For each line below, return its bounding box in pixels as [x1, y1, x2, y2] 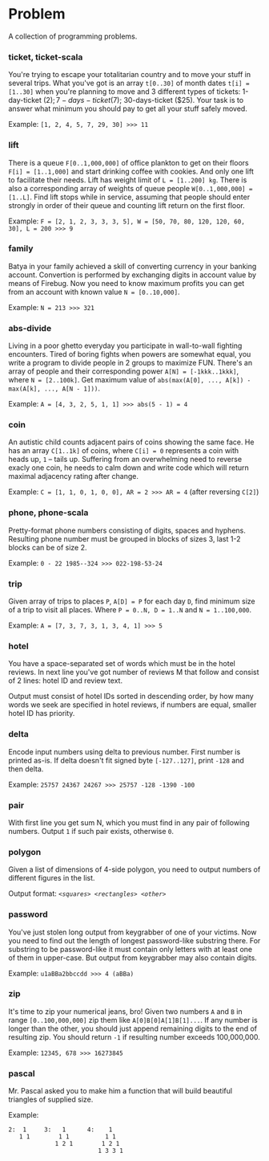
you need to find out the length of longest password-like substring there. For [8, 935, 261, 945]
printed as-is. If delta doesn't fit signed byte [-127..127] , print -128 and [8, 755, 244, 765]
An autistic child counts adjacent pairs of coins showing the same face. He [8, 437, 255, 447]
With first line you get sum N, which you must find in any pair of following [8, 817, 250, 828]
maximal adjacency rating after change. [8, 472, 139, 481]
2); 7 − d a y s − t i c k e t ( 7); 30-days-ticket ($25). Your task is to [46, 96, 244, 105]
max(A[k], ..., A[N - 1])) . [8, 383, 101, 394]
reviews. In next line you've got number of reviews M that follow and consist [8, 668, 259, 677]
